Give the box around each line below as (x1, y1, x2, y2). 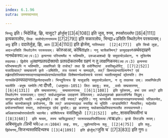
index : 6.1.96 (5, 7, 35, 12)
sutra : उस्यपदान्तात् (5, 12, 38, 17)
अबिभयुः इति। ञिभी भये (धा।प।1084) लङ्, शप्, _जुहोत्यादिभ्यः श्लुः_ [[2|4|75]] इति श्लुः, (5, 121, 152, 127)
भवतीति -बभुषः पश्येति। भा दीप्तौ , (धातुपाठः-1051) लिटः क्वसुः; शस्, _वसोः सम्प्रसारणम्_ (5, 82, 140, 88)
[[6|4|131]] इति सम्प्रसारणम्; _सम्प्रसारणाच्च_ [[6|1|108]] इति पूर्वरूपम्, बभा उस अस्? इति (5, 88, 163, 93)
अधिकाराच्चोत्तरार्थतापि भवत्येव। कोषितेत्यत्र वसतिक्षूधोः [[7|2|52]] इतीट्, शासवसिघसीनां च (5, 110, 147, 116)
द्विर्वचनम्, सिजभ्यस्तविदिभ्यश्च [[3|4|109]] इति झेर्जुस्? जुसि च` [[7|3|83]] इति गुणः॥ (5, 127, 147, 133)
